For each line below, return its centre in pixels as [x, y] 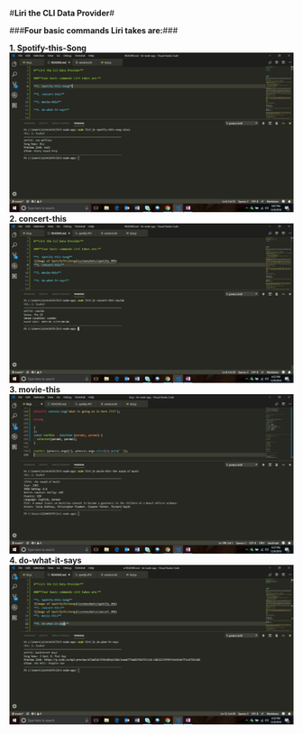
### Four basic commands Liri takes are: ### [94, 30]
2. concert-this [38, 219]
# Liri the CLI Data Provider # [62, 13]
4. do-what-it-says [46, 560]
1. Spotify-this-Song [48, 48]
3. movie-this [35, 390]
